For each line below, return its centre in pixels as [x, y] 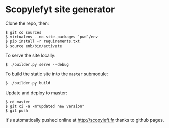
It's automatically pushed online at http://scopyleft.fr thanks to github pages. [85, 120]
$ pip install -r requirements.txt [43, 41]
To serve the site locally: [31, 55]
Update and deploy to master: [36, 93]
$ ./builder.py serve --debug [37, 64]
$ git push [17, 111]
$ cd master [18, 102]
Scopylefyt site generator [60, 9]
